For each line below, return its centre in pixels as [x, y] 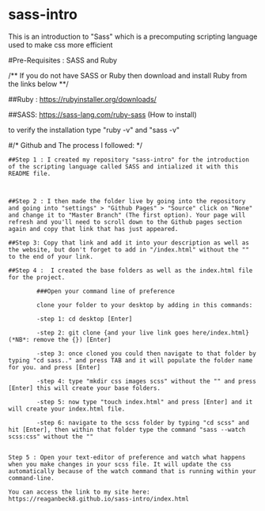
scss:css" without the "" [51, 437]
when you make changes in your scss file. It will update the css [120, 464]
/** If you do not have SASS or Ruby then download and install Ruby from [128, 75]
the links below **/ [38, 84]
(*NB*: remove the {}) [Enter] [60, 339]
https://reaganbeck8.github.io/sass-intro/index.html [99, 499]
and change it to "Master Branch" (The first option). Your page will [127, 215]
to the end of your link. [51, 256]
